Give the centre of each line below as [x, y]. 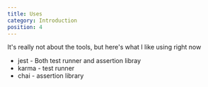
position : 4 [25, 27]
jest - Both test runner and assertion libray [79, 61]
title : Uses [25, 14]
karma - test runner [46, 69]
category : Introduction [42, 21]
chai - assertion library [51, 76]
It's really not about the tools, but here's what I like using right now [104, 47]
